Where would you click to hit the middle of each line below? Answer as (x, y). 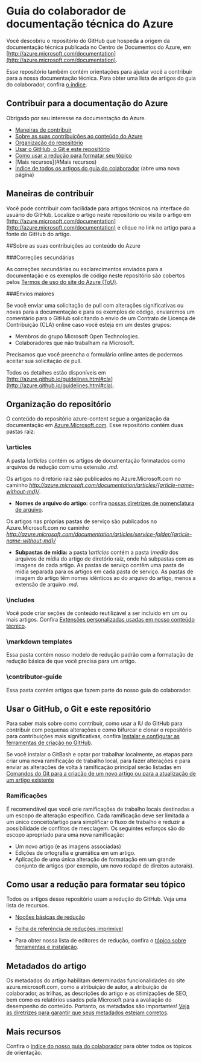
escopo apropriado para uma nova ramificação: (65, 834)
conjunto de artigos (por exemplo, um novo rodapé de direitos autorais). (104, 866)
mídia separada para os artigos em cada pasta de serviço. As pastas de (104, 571)
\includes (21, 600)
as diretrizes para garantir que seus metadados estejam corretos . (87, 1012)
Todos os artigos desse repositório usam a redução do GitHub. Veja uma (96, 899)
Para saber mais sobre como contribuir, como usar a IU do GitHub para (94, 724)
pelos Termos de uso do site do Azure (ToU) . (62, 282)
